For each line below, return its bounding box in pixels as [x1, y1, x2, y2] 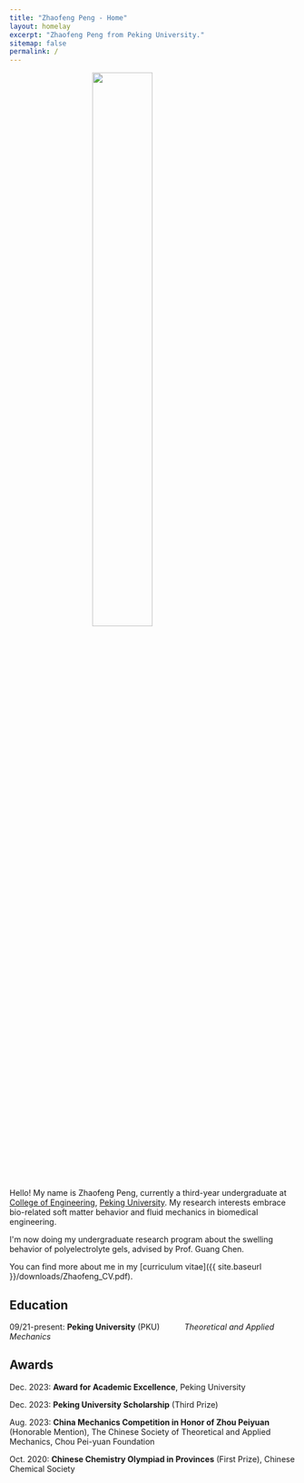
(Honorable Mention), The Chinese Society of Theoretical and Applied [9, 1426, 271, 1437]
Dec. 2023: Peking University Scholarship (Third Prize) [9, 1398, 219, 1409]
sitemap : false [9, 38, 67, 48]
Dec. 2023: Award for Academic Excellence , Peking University [9, 1381, 247, 1392]
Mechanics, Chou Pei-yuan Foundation [9, 1436, 155, 1447]
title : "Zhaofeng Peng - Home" [9, 13, 128, 23]
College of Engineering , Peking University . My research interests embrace [9, 1197, 286, 1209]
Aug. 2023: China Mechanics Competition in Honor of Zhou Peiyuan [9, 1417, 270, 1428]
